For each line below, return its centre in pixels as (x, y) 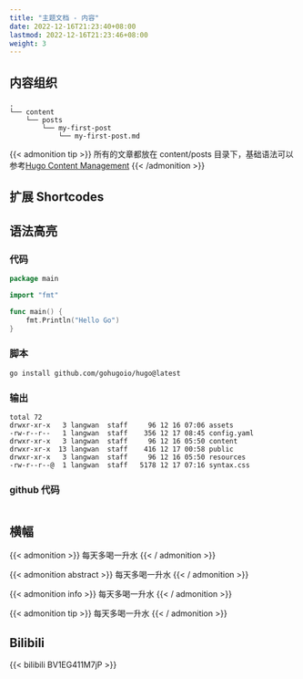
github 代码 (35, 490)
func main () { (36, 311)
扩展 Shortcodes (57, 197)
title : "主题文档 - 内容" (55, 18)
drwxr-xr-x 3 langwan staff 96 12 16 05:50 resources (128, 457)
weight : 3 (28, 43)
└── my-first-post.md (99, 136)
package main (34, 279)
